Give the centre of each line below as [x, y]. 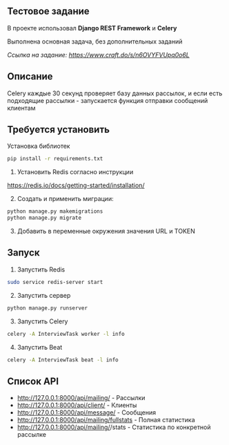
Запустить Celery [42, 321]
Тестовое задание [48, 11]
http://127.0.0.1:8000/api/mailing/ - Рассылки [81, 398]
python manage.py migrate [44, 218]
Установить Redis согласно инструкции [75, 172]
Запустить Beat [40, 347]
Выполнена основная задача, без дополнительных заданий [95, 41]
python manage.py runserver [48, 308]
